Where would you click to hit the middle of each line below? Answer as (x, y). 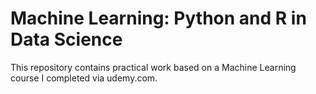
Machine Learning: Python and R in (158, 18)
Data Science (66, 39)
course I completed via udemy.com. (84, 78)
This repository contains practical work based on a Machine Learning (153, 67)
